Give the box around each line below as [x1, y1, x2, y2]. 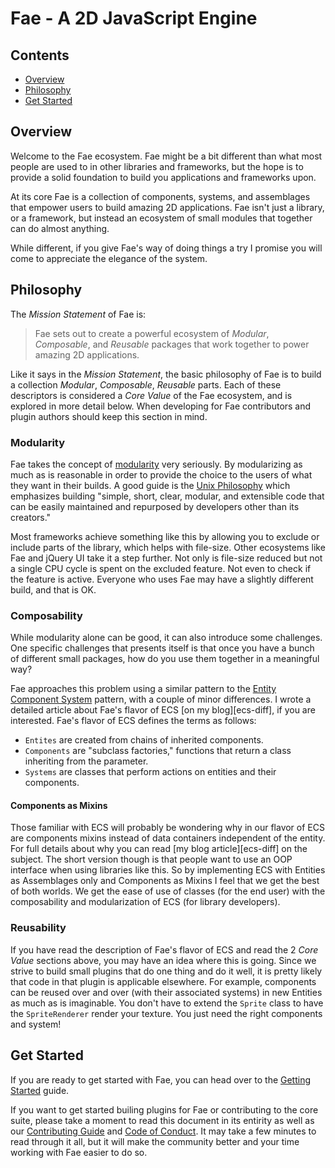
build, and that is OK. [10, 583, 97, 596]
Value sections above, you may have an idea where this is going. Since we [10, 954, 317, 966]
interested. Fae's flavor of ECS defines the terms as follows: [10, 715, 257, 727]
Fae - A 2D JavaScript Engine [10, 7, 258, 30]
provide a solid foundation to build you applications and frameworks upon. [10, 171, 317, 183]
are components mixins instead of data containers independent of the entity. [10, 832, 326, 844]
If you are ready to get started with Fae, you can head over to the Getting [10, 1073, 312, 1086]
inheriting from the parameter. [24, 755, 149, 767]
